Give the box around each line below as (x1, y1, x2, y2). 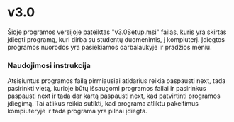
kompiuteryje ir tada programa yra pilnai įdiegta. (7, 107, 147, 116)
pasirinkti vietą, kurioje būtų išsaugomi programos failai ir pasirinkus (7, 84, 206, 93)
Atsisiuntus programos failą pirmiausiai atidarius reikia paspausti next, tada (7, 77, 226, 85)
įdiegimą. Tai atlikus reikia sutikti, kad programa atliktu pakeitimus (7, 99, 199, 108)
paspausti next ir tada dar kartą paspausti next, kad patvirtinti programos (7, 91, 221, 100)
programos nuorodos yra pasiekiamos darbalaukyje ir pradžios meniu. (7, 43, 212, 51)
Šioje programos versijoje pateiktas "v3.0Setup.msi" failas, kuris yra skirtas (7, 28, 227, 36)
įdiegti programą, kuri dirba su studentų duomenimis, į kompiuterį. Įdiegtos (7, 35, 225, 43)
